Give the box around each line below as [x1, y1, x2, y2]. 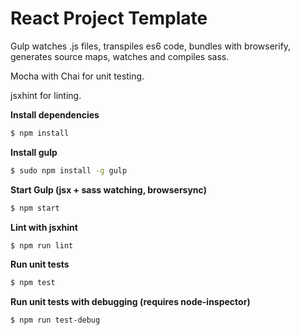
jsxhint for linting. [10, 89, 82, 101]
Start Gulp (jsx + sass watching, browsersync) [10, 183, 207, 196]
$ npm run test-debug [10, 315, 101, 326]
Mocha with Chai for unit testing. [10, 70, 145, 82]
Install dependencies [10, 108, 100, 121]
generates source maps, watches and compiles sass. [10, 50, 230, 62]
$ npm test [10, 278, 56, 288]
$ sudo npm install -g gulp [10, 165, 128, 176]
